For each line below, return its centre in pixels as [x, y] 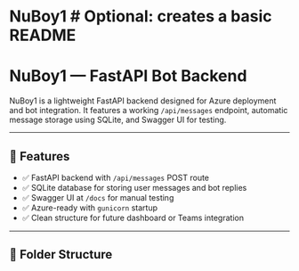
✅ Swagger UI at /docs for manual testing [98, 197]
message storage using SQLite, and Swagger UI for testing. [118, 120]
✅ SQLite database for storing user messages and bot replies [134, 187]
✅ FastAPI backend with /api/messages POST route [116, 177]
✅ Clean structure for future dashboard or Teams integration [133, 218]
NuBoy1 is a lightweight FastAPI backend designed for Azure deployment [143, 101]
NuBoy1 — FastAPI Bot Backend [128, 76]
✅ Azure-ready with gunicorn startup [90, 208]
